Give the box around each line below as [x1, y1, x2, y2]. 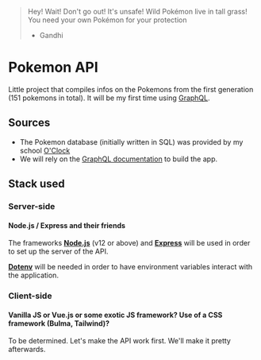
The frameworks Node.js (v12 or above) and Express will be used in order [8, 238, 251, 248]
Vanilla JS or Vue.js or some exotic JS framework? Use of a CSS [8, 310, 223, 319]
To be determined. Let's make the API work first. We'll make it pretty [8, 336, 232, 346]
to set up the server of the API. [8, 246, 109, 257]
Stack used [8, 177, 65, 191]
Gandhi [39, 31, 63, 40]
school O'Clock [19, 145, 71, 155]
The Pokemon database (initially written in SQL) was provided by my [19, 137, 244, 146]
